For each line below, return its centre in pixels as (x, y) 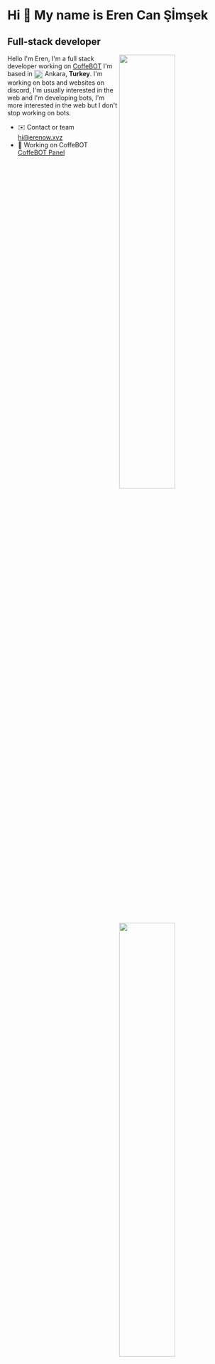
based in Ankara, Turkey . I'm (55, 74)
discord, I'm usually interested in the (60, 90)
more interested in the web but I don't (62, 105)
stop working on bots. (39, 113)
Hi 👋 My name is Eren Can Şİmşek (108, 15)
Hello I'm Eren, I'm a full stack (51, 58)
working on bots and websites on (56, 83)
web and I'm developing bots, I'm (56, 98)
